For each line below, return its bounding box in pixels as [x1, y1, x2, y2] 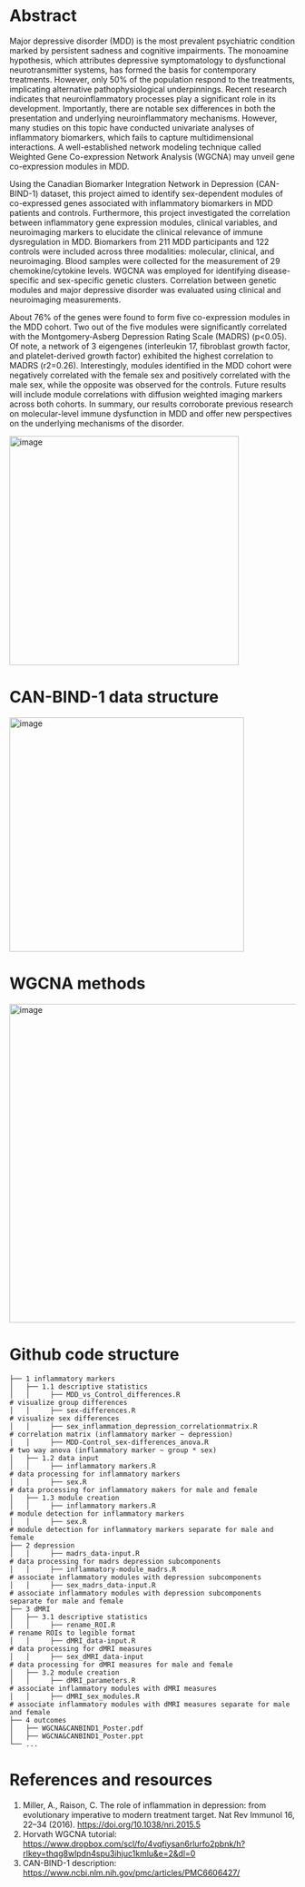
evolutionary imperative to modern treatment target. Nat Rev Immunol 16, [22, 1809, 295, 1820]
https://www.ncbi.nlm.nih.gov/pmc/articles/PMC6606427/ [22, 1867, 241, 1878]
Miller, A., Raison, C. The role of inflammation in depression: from [22, 1799, 266, 1811]
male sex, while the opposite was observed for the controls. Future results [9, 378, 287, 390]
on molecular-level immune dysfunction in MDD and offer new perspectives [9, 408, 292, 418]
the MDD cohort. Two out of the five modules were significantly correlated [9, 321, 288, 332]
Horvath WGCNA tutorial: [22, 1828, 117, 1839]
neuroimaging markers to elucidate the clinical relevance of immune [9, 226, 263, 237]
